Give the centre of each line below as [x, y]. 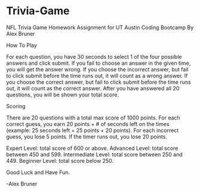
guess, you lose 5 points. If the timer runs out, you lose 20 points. [87, 136]
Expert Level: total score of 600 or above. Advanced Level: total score [92, 148]
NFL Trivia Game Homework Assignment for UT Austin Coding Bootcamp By [100, 27]
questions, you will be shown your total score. [63, 95]
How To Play [22, 45]
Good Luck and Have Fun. [38, 172]
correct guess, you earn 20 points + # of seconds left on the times [88, 124]
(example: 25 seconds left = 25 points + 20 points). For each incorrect [93, 130]
